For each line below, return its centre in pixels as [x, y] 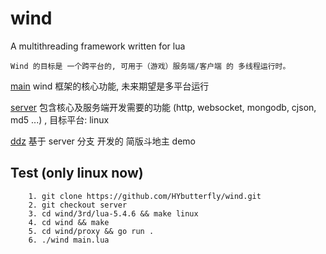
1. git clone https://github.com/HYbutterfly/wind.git [145, 196]
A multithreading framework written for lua [98, 46]
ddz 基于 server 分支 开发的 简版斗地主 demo [103, 141]
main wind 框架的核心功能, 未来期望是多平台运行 [110, 86]
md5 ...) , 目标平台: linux [60, 119]
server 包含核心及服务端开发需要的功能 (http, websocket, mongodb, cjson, [163, 107]
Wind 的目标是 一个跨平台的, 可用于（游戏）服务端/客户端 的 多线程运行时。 [150, 66]
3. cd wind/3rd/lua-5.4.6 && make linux [113, 213]
